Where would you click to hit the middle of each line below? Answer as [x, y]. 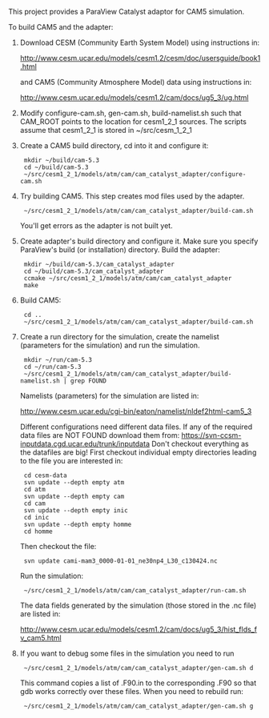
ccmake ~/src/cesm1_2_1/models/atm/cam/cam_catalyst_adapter [128, 279]
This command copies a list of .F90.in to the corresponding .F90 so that [138, 683]
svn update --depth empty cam [74, 496]
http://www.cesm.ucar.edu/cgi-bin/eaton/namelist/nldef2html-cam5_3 [136, 411]
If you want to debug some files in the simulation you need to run [127, 653]
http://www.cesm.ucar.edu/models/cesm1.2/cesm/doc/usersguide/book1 [140, 58]
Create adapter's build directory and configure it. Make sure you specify [139, 241]
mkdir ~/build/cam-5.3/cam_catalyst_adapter [99, 264]
